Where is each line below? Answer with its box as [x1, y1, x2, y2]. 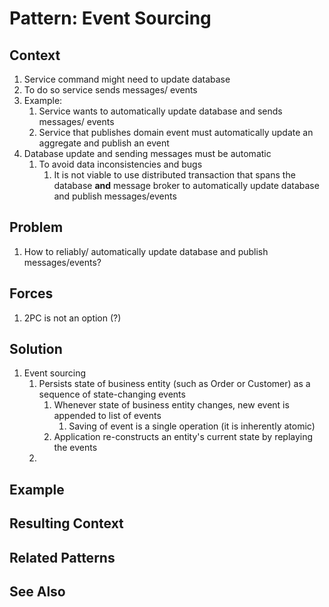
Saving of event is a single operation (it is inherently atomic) [68, 420, 316, 432]
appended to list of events [53, 410, 162, 422]
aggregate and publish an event [38, 137, 170, 149]
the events [53, 442, 98, 454]
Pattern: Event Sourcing [9, 7, 212, 30]
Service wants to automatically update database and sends [38, 105, 283, 117]
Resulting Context [9, 515, 124, 532]
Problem [9, 219, 64, 236]
